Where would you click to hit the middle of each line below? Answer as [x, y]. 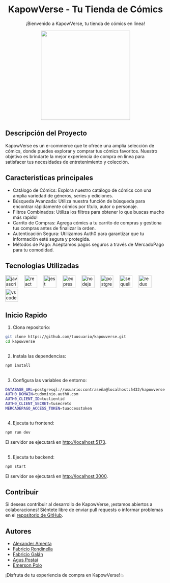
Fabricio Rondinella [33, 549]
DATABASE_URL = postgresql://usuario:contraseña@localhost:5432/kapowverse [85, 389]
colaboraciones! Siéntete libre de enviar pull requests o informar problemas [84, 510]
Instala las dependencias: [39, 356]
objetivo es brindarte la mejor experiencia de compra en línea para [75, 156]
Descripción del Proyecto [46, 133]
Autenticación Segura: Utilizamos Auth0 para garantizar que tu [78, 234]
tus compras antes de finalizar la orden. [54, 228]
